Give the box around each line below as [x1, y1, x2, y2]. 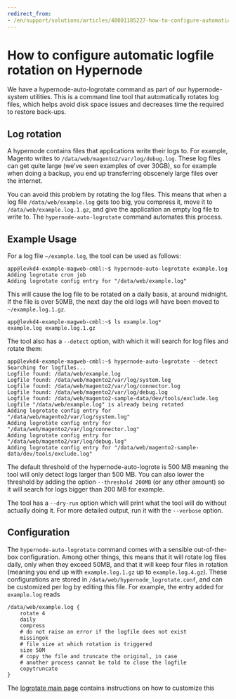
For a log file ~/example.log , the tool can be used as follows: [7, 252, 181, 260]
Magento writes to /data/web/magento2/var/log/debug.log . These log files [7, 154, 221, 162]
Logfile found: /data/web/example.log [7, 371, 121, 378]
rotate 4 [20, 610, 46, 617]
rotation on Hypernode [7, 62, 143, 78]
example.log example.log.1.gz [7, 325, 96, 332]
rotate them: [7, 345, 43, 353]
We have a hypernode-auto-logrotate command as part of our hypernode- [7, 85, 223, 94]
